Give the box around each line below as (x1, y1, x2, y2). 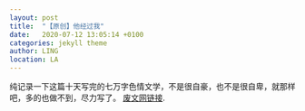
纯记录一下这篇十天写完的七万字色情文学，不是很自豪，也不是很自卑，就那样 (9, 81, 296, 91)
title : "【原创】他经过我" (9, 22, 104, 31)
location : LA (9, 55, 59, 64)
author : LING (9, 47, 59, 56)
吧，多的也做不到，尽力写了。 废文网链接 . (9, 92, 165, 103)
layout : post (9, 13, 59, 23)
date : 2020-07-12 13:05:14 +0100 (9, 30, 144, 39)
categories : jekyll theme (9, 38, 107, 48)
